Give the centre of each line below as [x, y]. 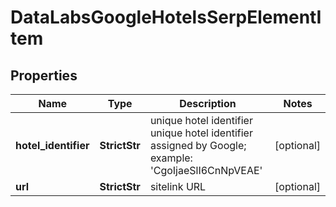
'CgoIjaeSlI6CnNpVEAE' [206, 170]
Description [208, 103]
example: [171, 158]
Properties [44, 75]
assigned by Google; [198, 145]
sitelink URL [178, 186]
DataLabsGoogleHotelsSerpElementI [166, 17]
